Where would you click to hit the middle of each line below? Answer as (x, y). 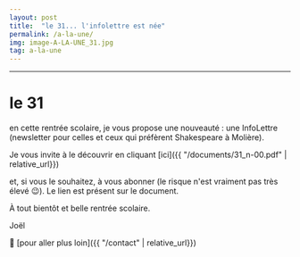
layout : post (33, 17)
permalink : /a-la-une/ (51, 34)
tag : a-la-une (36, 51)
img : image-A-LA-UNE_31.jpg (62, 42)
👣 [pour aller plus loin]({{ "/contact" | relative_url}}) (103, 243)
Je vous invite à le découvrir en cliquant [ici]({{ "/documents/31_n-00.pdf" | (148, 155)
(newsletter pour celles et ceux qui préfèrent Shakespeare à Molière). (137, 137)
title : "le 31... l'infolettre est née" (87, 26)
